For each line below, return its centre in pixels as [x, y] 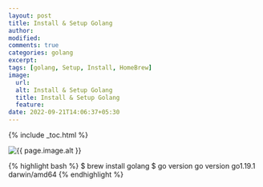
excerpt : [23, 61]
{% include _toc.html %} [49, 135]
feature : [30, 105]
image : [19, 75]
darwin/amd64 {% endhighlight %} [66, 174]
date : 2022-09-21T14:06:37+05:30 [64, 113]
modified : [25, 38]
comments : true [34, 46]
